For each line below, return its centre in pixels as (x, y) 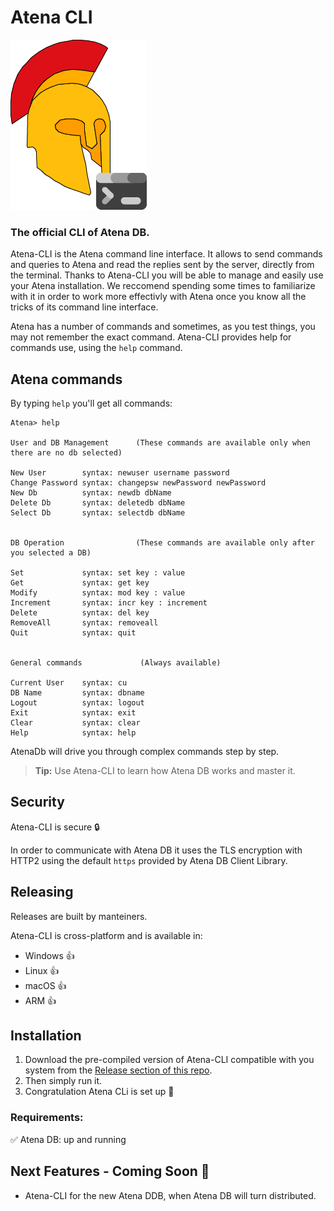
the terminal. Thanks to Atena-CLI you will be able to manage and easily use (167, 275)
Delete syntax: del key (80, 613)
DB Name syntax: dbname (77, 693)
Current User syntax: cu (69, 683)
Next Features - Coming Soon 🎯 (110, 1171)
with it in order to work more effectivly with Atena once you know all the (158, 297)
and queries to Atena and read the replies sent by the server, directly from (162, 265)
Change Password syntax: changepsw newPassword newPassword (138, 483)
